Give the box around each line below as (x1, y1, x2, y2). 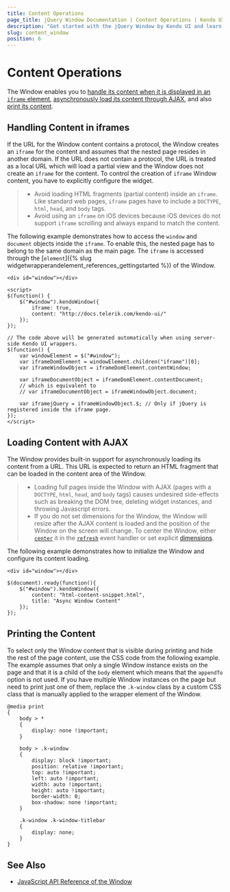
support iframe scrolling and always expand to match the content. (34, 218, 220, 227)
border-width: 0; (31, 793, 81, 800)
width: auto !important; (31, 781, 103, 788)
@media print (7, 703, 44, 710)
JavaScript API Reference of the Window (16, 878, 132, 886)
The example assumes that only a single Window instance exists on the (7, 661, 209, 669)
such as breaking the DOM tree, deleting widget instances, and (34, 497, 212, 505)
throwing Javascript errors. (34, 505, 111, 513)
